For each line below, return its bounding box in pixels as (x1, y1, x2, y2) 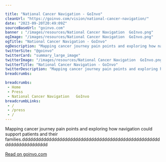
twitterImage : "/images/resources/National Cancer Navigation (5, 57, 136, 62)
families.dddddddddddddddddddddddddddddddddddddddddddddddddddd (5, 136, 160, 142)
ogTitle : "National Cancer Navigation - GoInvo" (5, 39, 107, 44)
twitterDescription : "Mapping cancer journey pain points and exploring (5, 67, 158, 72)
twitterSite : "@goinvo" (5, 48, 54, 53)
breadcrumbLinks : (5, 98, 41, 104)
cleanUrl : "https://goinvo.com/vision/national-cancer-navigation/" (5, 16, 149, 21)
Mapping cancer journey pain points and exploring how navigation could (5, 126, 153, 131)
